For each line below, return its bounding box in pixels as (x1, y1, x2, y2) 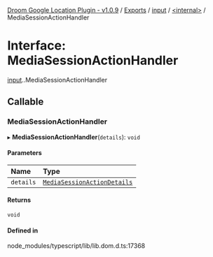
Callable (7, 96, 44, 108)
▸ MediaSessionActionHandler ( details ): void (7, 133, 140, 141)
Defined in (7, 226, 39, 235)
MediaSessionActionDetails (43, 178, 133, 186)
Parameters (7, 149, 42, 157)
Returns (7, 196, 32, 205)
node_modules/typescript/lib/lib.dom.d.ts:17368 (7, 242, 146, 250)
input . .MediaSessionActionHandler (7, 75, 108, 84)
